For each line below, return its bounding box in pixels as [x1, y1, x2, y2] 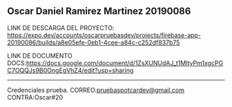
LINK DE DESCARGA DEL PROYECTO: [7, 23, 115, 32]
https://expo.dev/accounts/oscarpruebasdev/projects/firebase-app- [7, 31, 202, 39]
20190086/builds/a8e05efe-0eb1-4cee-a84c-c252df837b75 [7, 38, 180, 47]
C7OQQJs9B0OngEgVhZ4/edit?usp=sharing [7, 66, 134, 74]
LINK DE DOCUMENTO [7, 51, 72, 60]
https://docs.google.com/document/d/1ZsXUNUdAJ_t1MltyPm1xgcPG [26, 58, 224, 67]
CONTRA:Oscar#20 [7, 93, 64, 102]
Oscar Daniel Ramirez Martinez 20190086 [7, 5, 191, 17]
